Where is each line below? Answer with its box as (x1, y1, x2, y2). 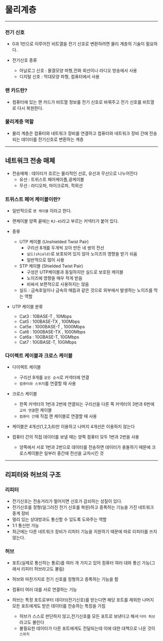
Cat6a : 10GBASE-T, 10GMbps (19, 334, 79, 340)
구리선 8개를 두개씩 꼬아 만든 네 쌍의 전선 (26, 245, 104, 251)
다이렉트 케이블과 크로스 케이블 (5, 352, 73, 359)
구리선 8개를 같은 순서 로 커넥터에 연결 (19, 374, 90, 380)
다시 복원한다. (17, 105, 44, 111)
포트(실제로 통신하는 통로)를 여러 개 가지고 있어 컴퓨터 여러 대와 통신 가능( (12, 560, 151, 566)
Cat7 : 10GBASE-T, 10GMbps (19, 339, 77, 345)
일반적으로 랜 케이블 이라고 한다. (12, 207, 72, 214)
